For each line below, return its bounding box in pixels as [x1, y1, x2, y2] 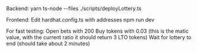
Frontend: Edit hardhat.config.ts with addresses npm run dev [6, 16, 155, 23]
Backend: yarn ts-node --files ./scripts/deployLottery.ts [6, 5, 142, 12]
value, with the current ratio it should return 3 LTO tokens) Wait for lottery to [6, 34, 192, 40]
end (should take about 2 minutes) [6, 40, 90, 47]
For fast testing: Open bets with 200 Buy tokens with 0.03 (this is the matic [6, 27, 189, 34]
